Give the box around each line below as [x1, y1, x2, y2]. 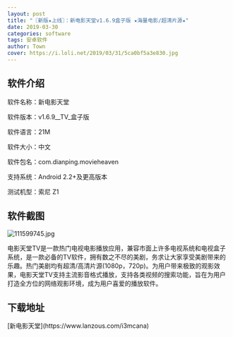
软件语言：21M [7, 128, 51, 136]
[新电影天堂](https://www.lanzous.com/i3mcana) [7, 321, 150, 330]
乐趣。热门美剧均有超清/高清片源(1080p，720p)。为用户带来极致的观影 [7, 262, 214, 270]
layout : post [7, 10, 46, 18]
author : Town [7, 43, 46, 50]
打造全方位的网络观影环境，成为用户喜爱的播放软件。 [7, 279, 162, 288]
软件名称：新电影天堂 [7, 97, 69, 106]
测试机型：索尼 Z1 [7, 188, 59, 196]
